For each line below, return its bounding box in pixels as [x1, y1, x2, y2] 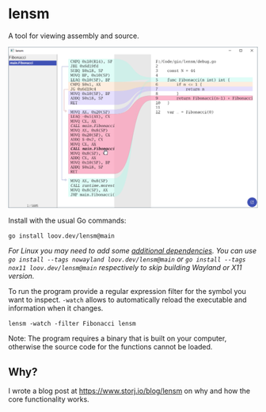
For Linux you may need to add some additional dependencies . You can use [8, 246, 257, 256]
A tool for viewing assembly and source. [8, 31, 140, 40]
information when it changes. [8, 303, 104, 313]
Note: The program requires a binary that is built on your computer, [8, 334, 227, 343]
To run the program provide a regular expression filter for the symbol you [8, 287, 247, 296]
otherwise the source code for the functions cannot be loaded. [8, 342, 213, 352]
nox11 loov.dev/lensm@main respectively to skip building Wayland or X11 [8, 263, 242, 273]
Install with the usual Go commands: [8, 216, 127, 226]
